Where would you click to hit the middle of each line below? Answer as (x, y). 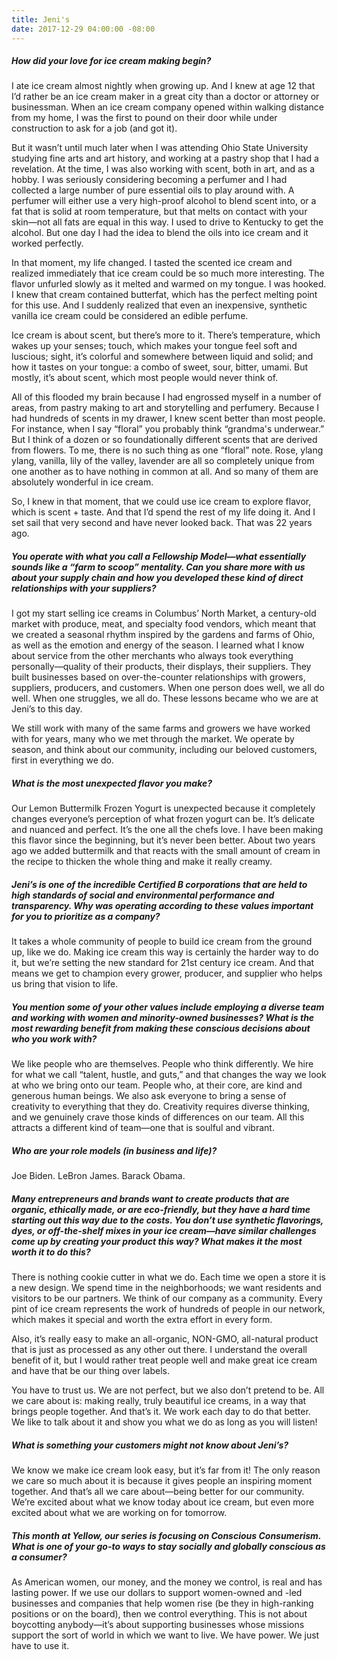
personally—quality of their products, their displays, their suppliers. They (161, 667)
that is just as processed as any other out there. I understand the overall (159, 1350)
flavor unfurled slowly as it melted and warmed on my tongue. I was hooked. (169, 284)
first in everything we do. (62, 760)
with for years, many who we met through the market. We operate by (153, 739)
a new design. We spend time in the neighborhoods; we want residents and (166, 1288)
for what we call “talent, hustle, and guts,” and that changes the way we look (169, 1075)
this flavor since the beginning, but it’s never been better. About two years (163, 840)
